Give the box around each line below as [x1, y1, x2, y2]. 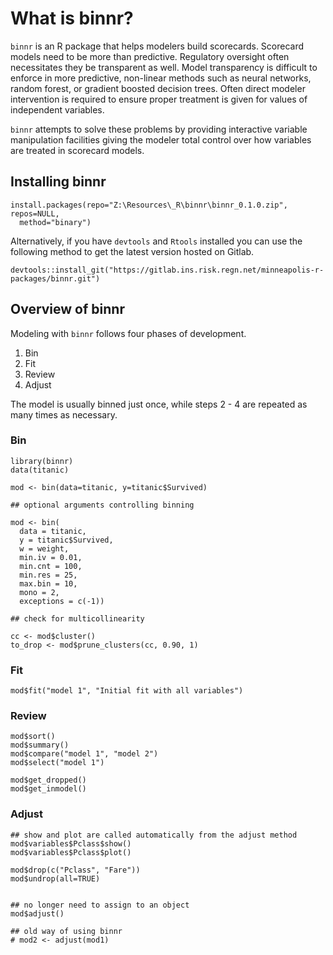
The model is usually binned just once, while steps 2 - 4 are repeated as [10, 398, 308, 410]
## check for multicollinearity [10, 613, 145, 624]
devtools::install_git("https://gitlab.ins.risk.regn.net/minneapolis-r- [10, 265, 325, 275]
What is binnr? [10, 7, 134, 30]
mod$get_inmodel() [10, 784, 87, 794]
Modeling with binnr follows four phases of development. [10, 327, 247, 339]
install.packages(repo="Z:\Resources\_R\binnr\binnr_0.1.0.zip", [10, 200, 288, 210]
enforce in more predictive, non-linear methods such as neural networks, [10, 72, 312, 84]
